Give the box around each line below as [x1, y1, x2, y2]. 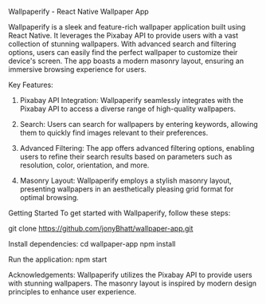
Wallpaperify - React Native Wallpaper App [8, 7, 149, 16]
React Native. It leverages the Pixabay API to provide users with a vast [8, 31, 239, 40]
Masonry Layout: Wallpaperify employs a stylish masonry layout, [19, 176, 233, 185]
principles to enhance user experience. [8, 287, 137, 296]
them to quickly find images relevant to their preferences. [19, 128, 209, 137]
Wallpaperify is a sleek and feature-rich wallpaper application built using [8, 22, 246, 31]
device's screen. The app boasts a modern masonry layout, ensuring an [8, 56, 244, 65]
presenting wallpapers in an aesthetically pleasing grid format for [19, 184, 234, 194]
